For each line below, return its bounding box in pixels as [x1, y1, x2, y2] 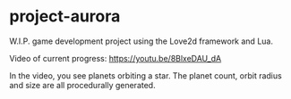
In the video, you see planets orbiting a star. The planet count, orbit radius [9, 70, 282, 81]
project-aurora [9, 6, 121, 27]
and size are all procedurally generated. [9, 79, 156, 90]
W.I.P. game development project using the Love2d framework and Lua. [9, 36, 273, 46]
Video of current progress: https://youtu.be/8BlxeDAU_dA [9, 53, 222, 63]
